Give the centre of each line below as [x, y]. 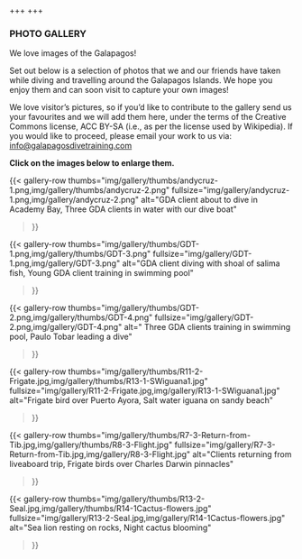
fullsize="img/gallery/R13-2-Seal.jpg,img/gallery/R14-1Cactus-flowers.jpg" [147, 518]
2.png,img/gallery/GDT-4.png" [66, 327]
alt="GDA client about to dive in [200, 200]
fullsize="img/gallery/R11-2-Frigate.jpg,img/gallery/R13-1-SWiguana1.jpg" [145, 391]
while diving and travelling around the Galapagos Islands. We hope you [141, 80]
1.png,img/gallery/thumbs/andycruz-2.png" [90, 190]
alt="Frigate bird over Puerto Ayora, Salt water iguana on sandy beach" [141, 400]
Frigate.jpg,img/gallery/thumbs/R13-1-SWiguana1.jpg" [109, 381]
